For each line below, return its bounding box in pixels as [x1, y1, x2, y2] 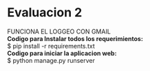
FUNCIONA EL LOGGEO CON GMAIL [7, 27, 111, 35]
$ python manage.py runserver [7, 56, 95, 64]
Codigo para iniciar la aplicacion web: [7, 49, 117, 57]
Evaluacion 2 [7, 5, 83, 20]
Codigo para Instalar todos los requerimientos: [7, 34, 143, 42]
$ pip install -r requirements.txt [7, 42, 95, 50]
